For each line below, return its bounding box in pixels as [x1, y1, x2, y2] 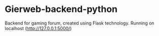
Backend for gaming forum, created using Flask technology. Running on [5, 20, 155, 26]
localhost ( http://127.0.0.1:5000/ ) [5, 25, 72, 31]
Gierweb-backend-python [5, 3, 117, 15]
